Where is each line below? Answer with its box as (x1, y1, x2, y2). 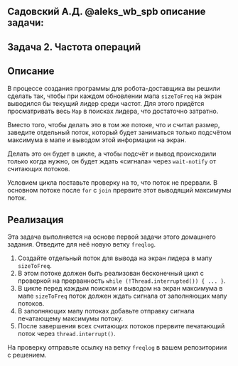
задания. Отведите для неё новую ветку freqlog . (7, 240, 156, 249)
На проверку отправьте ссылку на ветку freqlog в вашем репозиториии (7, 343, 227, 352)
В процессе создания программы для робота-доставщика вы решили (7, 84, 220, 92)
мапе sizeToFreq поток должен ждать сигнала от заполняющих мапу (17, 291, 227, 301)
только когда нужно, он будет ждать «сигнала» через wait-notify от (7, 156, 217, 166)
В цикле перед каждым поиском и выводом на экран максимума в (17, 284, 223, 293)
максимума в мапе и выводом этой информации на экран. (7, 135, 187, 144)
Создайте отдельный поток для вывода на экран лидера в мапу (17, 254, 212, 262)
